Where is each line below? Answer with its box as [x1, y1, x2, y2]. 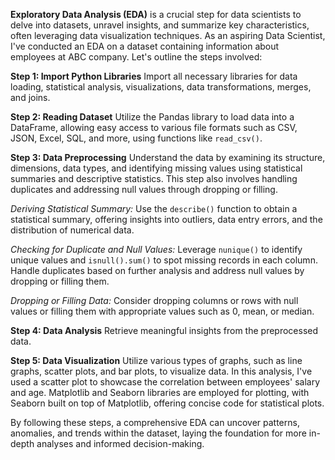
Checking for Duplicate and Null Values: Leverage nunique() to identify [10, 244, 303, 255]
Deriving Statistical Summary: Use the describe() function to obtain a [10, 203, 298, 214]
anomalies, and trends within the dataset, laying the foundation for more [10, 427, 307, 439]
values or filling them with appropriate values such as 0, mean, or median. [10, 305, 315, 317]
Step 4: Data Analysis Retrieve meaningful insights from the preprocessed [10, 325, 319, 336]
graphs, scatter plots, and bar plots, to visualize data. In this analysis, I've [10, 365, 313, 377]
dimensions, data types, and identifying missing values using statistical [10, 162, 303, 174]
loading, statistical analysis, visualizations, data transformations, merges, [10, 81, 312, 93]
